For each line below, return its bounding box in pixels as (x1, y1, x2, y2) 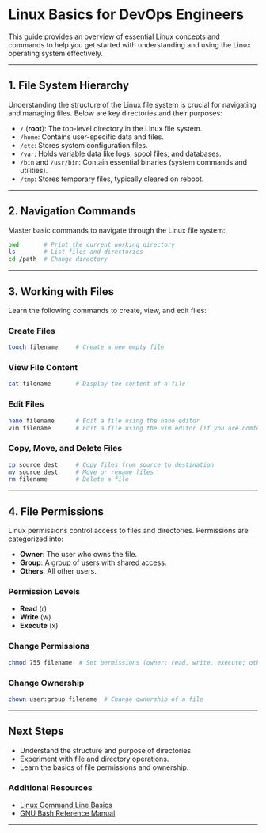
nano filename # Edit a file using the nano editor (8, 417, 200, 425)
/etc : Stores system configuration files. (19, 140, 148, 150)
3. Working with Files (8, 285, 115, 298)
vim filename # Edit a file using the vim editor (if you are (8, 424, 239, 432)
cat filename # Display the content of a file (8, 380, 186, 388)
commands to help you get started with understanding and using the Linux (8, 40, 252, 49)
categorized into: (8, 534, 64, 543)
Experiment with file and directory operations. (19, 754, 169, 763)
